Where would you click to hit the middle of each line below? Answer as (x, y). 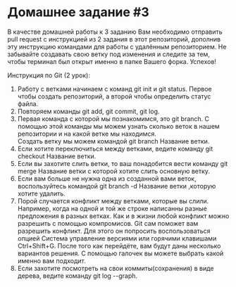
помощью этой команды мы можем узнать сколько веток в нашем (118, 126)
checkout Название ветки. (57, 156)
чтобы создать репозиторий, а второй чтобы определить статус (114, 96)
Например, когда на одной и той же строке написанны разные (112, 208)
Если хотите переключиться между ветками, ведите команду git (115, 148)
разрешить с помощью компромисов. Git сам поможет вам (108, 223)
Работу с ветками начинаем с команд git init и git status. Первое (114, 89)
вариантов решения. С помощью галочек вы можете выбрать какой (120, 253)
